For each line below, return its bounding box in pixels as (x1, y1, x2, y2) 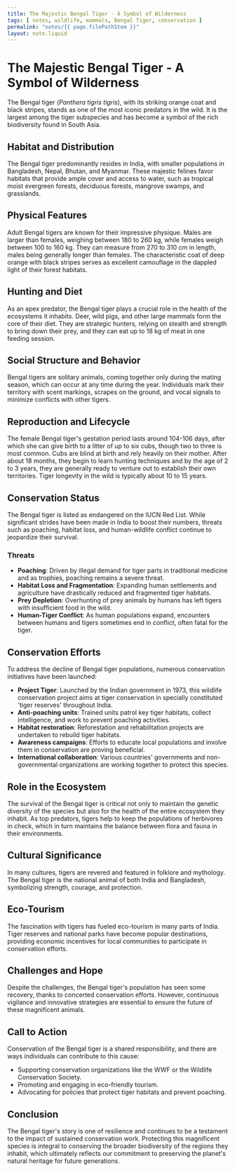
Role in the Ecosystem (7, 781, 107, 793)
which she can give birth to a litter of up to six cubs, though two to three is (7, 442, 222, 450)
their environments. (7, 829, 64, 837)
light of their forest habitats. (7, 265, 88, 274)
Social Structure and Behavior (7, 355, 141, 367)
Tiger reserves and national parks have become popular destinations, (7, 929, 208, 938)
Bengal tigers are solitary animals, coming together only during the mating (7, 373, 222, 382)
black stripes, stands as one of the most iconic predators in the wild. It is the (7, 106, 228, 114)
